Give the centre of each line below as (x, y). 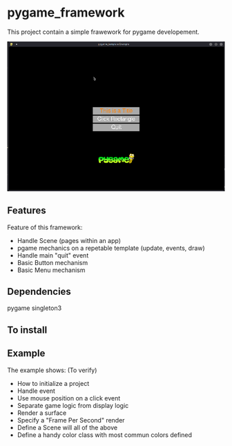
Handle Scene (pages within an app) (69, 240)
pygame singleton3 (35, 308)
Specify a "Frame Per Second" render (71, 420)
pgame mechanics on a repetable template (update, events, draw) (111, 248)
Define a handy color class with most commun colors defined (104, 435)
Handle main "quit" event (53, 255)
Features (27, 211)
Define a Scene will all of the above (67, 427)
